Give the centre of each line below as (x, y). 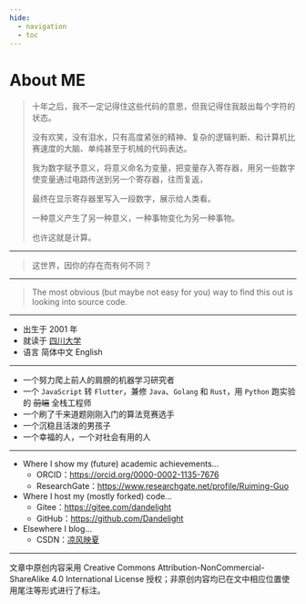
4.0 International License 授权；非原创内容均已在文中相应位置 (167, 579)
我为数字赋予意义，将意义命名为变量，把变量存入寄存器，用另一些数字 (163, 168)
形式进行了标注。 (73, 590)
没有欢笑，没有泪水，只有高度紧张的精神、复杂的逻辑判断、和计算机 (159, 137)
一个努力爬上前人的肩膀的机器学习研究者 (98, 380)
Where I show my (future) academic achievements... (121, 464)
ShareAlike (30, 579)
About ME (48, 80)
